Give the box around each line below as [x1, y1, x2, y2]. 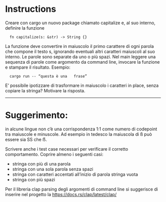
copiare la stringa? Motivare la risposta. [5, 87, 85, 93]
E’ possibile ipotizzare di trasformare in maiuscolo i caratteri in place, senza [5, 82, 159, 88]
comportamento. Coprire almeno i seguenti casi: [5, 151, 104, 157]
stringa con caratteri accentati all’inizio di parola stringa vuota [12, 171, 138, 177]
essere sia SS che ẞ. [5, 136, 47, 142]
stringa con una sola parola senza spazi [12, 166, 93, 172]
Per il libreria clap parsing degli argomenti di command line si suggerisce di [5, 186, 158, 192]
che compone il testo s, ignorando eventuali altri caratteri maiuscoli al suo [5, 48, 155, 54]
